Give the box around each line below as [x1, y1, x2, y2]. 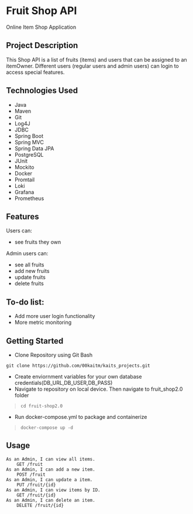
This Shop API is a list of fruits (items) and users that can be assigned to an [6, 56, 187, 63]
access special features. [6, 69, 65, 76]
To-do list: [6, 297, 45, 307]
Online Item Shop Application [6, 23, 77, 31]
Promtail [14, 176, 35, 183]
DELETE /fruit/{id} [16, 502, 64, 508]
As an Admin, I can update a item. [6, 476, 93, 482]
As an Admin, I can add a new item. [6, 466, 95, 472]
